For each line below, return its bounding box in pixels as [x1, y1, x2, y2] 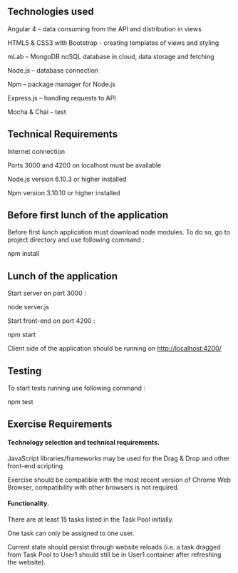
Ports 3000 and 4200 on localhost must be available [7, 160, 162, 170]
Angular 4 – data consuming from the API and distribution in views [7, 24, 202, 33]
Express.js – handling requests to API [7, 93, 116, 102]
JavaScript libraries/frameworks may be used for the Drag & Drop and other [7, 454, 230, 463]
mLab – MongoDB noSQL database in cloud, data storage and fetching [7, 52, 214, 61]
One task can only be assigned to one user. [7, 529, 135, 537]
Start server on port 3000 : [7, 289, 87, 298]
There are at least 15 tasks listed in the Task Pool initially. [7, 515, 175, 523]
